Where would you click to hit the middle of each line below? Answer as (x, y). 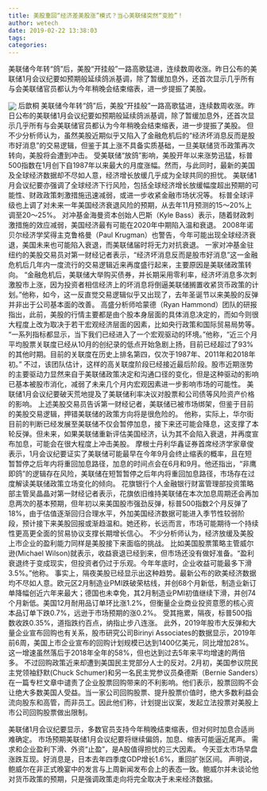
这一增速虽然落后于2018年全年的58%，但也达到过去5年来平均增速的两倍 (127, 653)
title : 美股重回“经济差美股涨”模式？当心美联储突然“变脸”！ (96, 16)
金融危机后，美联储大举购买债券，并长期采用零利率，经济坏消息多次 (139, 275)
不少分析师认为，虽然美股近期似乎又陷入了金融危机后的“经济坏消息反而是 (128, 135)
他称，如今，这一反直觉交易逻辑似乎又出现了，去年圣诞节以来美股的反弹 (140, 294)
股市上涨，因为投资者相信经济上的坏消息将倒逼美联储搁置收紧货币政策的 (133, 285)
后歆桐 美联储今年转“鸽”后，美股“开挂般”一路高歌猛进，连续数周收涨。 (133, 106)
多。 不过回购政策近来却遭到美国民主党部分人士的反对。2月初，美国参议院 (130, 663)
